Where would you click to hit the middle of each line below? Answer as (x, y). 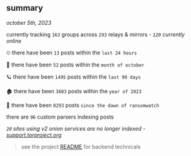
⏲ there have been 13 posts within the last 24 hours (72, 53)
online (14, 41)
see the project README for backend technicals (81, 146)
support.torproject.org (34, 135)
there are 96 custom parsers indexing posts (60, 117)
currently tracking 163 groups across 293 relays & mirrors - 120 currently (96, 34)
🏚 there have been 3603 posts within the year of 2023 (74, 91)
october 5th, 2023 (29, 22)
